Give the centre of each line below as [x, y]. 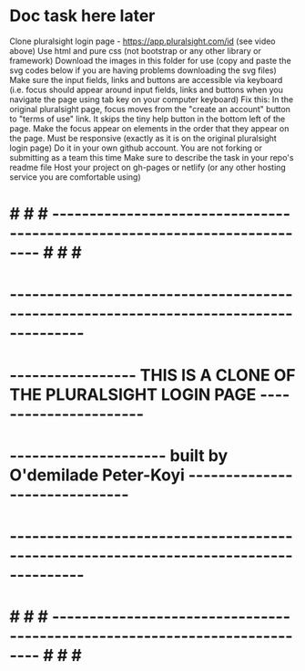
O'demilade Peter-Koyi [97, 475]
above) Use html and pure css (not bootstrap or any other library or [136, 50]
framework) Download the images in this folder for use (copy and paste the [150, 60]
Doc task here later [82, 16]
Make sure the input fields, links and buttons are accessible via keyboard [146, 79]
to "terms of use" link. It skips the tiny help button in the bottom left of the [147, 119]
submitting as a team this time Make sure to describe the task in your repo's [152, 157]
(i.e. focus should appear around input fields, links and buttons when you [147, 89]
